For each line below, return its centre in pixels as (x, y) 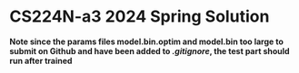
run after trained (41, 60)
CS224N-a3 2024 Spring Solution (140, 17)
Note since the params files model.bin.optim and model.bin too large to (147, 41)
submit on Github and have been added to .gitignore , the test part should (149, 50)
